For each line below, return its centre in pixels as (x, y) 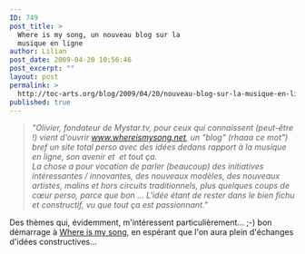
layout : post (34, 77)
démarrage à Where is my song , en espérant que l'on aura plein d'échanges (152, 232)
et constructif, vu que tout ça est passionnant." (120, 205)
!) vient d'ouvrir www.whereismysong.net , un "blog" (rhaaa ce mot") (160, 138)
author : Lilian (38, 52)
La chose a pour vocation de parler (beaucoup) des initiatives (148, 166)
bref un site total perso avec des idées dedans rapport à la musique (159, 147)
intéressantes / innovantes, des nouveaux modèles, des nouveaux (156, 176)
